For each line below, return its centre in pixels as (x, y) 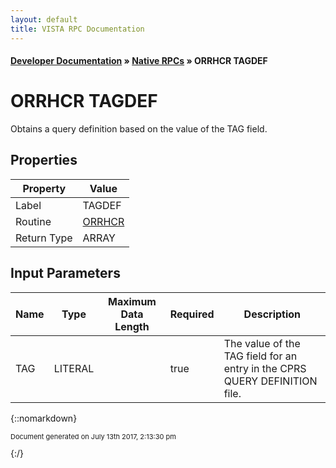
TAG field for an (260, 356)
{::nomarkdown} (44, 418)
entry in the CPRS (265, 368)
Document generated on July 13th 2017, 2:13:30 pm (93, 436)
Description (272, 314)
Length (132, 326)
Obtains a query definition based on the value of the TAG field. (139, 129)
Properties (44, 160)
